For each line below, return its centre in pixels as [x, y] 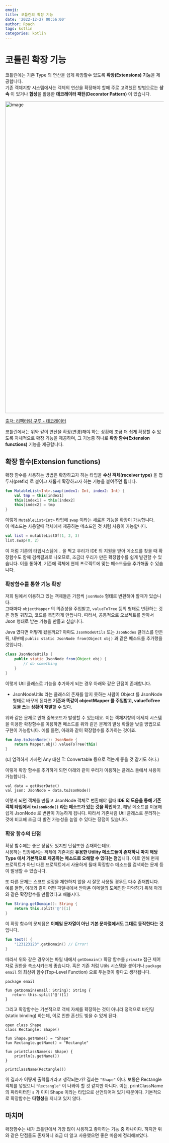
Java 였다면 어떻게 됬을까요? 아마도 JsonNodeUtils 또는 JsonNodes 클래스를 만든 [84, 632]
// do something [40, 664]
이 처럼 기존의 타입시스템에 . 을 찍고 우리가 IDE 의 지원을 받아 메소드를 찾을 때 [81, 551]
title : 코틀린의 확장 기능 [29, 15]
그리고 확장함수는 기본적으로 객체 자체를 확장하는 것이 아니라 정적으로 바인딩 [80, 1009]
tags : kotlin [19, 29]
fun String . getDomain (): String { [41, 904]
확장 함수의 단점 [23, 834]
